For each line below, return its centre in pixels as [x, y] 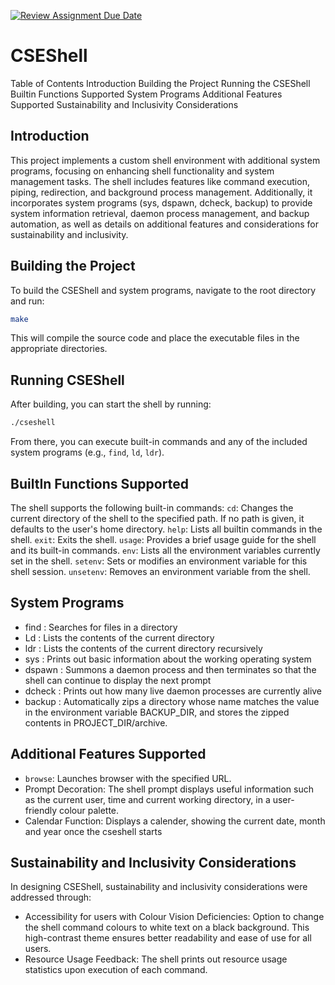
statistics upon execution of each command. [116, 970]
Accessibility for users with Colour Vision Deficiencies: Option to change [174, 917]
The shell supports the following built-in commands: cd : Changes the [152, 507]
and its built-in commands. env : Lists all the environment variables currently [165, 550]
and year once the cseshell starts [93, 831]
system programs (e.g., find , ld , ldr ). [87, 452]
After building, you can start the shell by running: [111, 404]
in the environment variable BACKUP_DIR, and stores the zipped [157, 712]
